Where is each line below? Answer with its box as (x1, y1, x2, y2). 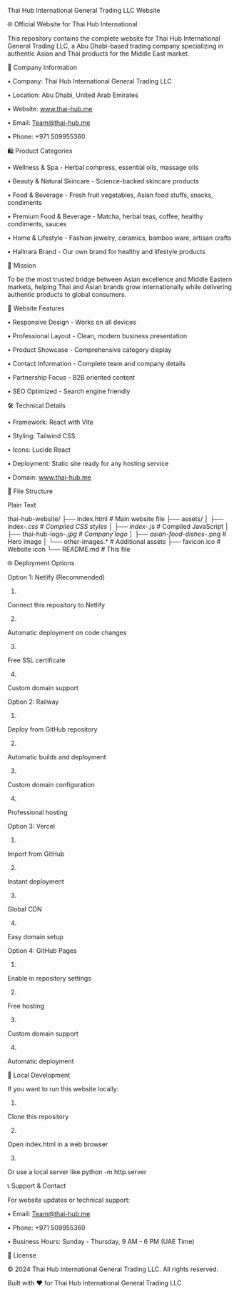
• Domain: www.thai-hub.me (7, 473, 91, 481)
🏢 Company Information (7, 64, 77, 71)
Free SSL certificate (7, 656, 66, 664)
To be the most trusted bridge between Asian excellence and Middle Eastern (7, 275, 233, 283)
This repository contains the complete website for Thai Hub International (7, 34, 221, 42)
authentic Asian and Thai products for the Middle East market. (7, 49, 190, 58)
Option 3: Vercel (7, 822, 56, 830)
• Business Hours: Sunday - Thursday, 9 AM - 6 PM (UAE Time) (7, 1238, 195, 1245)
